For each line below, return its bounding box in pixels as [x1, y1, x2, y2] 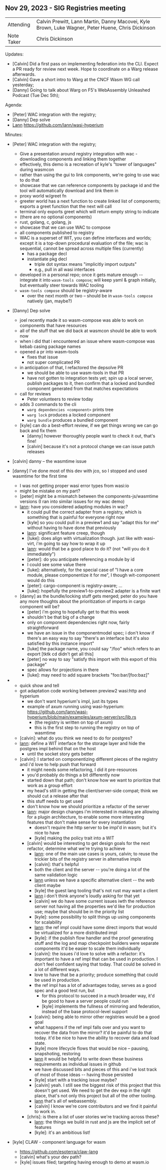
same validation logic [34, 872, 78, 877]
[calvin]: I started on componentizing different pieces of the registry [19, 756, 158, 762]
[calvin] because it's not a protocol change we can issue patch [27, 443, 155, 449]
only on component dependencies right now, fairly [27, 619, 130, 625]
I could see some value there [27, 561, 86, 567]
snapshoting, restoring [34, 1050, 81, 1056]
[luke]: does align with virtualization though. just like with [27, 535, 143, 541]
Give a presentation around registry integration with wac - [19, 150, 138, 156]
